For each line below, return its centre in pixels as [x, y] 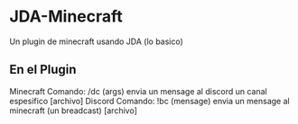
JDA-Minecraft [66, 17]
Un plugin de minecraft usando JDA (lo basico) [96, 41]
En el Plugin [43, 70]
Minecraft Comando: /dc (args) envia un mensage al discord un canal [139, 91]
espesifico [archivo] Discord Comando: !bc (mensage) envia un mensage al [150, 101]
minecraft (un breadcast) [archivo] [73, 111]
